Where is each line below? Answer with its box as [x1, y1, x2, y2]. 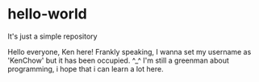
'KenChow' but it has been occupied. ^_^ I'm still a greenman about [7, 55, 229, 65]
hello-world [7, 5, 88, 23]
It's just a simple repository [7, 31, 98, 41]
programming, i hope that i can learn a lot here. [7, 64, 164, 73]
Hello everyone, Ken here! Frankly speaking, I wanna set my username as [7, 47, 252, 56]
